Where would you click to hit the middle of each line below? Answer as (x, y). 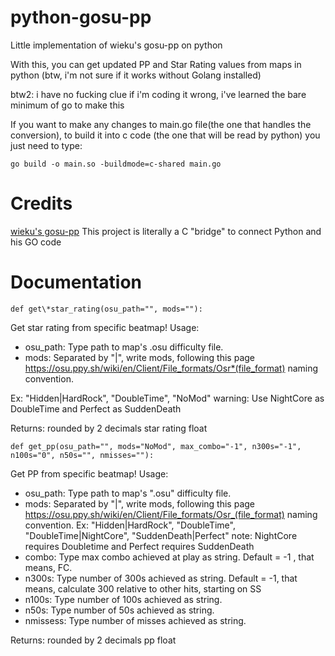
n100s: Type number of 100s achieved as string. (123, 599)
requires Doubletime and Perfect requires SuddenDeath (139, 546)
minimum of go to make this (67, 105)
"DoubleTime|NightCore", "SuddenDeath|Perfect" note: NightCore (161, 535)
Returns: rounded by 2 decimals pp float (93, 640)
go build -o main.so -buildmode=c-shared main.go (116, 164)
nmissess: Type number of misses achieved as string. (135, 620)
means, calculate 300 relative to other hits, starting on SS (143, 588)
